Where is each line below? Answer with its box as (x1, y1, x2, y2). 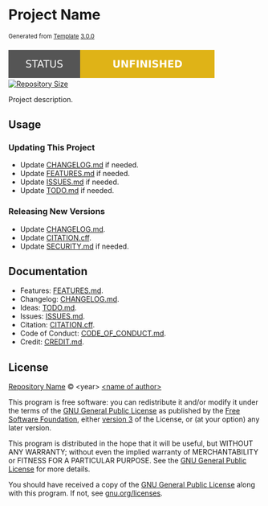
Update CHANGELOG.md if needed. (19, 160, 139, 170)
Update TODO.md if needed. (19, 186, 115, 195)
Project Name (8, 6, 101, 24)
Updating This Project (8, 142, 95, 153)
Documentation (8, 264, 88, 278)
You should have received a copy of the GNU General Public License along (8, 480, 255, 490)
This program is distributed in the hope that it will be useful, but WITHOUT (8, 438, 254, 448)
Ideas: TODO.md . (19, 303, 78, 313)
